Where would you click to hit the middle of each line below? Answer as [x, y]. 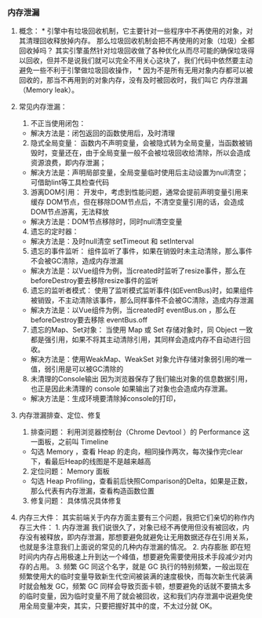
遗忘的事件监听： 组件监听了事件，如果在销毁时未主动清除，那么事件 [141, 251]
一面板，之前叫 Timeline [69, 442]
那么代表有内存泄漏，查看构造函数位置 [92, 491]
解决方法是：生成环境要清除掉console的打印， [105, 399]
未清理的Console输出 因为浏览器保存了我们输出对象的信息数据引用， [141, 379]
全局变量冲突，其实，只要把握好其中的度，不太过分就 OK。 [121, 606]
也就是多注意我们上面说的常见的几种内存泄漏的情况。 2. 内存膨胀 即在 [131, 547]
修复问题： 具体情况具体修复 [76, 501]
